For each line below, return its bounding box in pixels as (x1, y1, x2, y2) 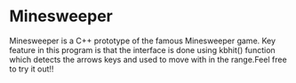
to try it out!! (9, 64, 54, 74)
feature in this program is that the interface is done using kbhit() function (9, 44, 276, 55)
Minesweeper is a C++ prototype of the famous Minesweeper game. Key (9, 35, 276, 46)
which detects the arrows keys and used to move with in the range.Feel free (9, 54, 287, 64)
